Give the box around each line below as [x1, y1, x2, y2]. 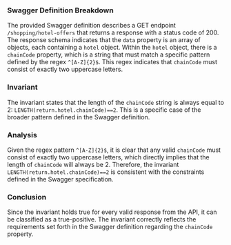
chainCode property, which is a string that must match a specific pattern [7, 50, 210, 59]
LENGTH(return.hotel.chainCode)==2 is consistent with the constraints [7, 168, 205, 176]
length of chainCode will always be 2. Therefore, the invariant [7, 160, 179, 168]
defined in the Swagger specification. [7, 175, 114, 183]
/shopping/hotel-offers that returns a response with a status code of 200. [7, 28, 219, 37]
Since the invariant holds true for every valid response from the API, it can [7, 208, 217, 216]
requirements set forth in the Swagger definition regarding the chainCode [7, 223, 213, 231]
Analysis [7, 130, 38, 139]
